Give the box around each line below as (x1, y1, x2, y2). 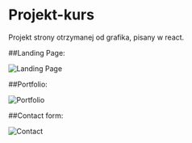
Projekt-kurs (8, 6, 95, 24)
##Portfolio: (8, 79, 48, 89)
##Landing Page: (8, 48, 66, 57)
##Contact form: (8, 111, 64, 120)
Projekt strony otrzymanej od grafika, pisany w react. (8, 32, 185, 42)
